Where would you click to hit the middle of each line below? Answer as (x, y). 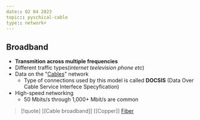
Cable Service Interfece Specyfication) (71, 87)
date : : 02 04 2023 (29, 12)
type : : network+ (26, 23)
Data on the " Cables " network (52, 74)
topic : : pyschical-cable (37, 17)
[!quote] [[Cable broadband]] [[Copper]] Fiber (77, 111)
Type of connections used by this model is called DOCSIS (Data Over (109, 81)
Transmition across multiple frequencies (66, 61)
